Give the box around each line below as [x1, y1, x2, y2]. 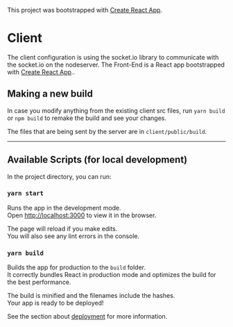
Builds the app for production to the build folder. [7, 263, 146, 271]
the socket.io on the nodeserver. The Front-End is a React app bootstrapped [7, 60, 225, 69]
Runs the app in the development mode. [7, 203, 121, 212]
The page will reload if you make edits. [7, 224, 118, 233]
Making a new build [7, 88, 94, 100]
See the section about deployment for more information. [7, 312, 168, 321]
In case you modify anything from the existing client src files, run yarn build [7, 106, 225, 115]
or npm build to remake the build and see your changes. [7, 114, 167, 122]
